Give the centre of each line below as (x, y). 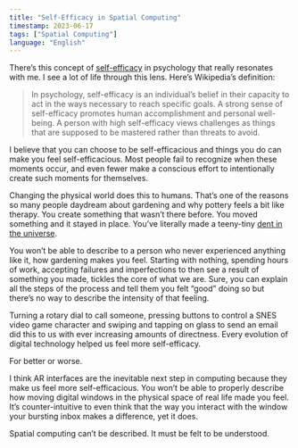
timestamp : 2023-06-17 (51, 26)
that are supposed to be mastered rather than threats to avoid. (145, 133)
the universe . (33, 234)
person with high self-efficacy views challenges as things (170, 123)
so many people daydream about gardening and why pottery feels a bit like (147, 205)
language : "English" (48, 42)
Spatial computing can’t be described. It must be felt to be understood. (140, 434)
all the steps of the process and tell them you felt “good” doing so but (137, 289)
